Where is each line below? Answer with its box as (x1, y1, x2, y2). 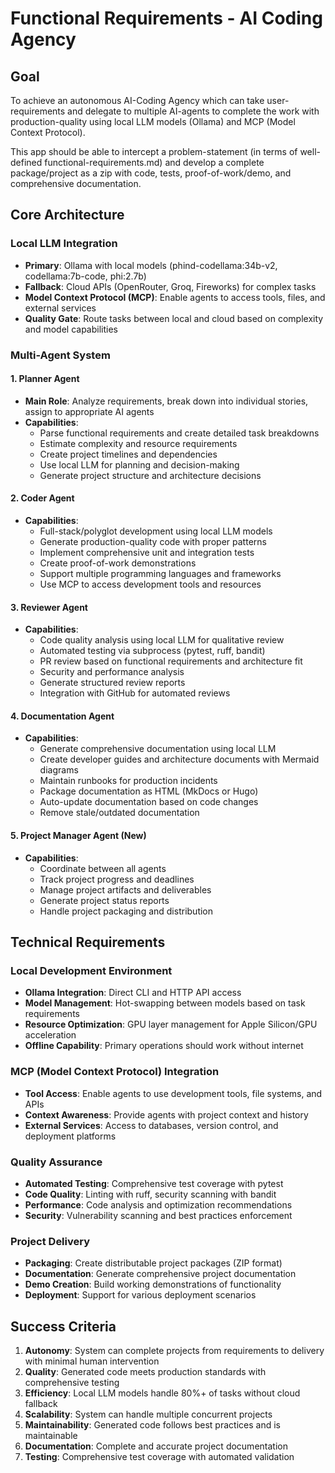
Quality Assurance (10, 1155, 103, 1169)
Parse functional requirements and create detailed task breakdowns (39, 427, 320, 439)
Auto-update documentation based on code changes (39, 796, 259, 808)
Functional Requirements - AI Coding (10, 7, 323, 30)
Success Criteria (10, 1318, 117, 1335)
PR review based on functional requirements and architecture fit (39, 655, 303, 667)
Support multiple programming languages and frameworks (39, 568, 282, 580)
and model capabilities (24, 323, 118, 335)
